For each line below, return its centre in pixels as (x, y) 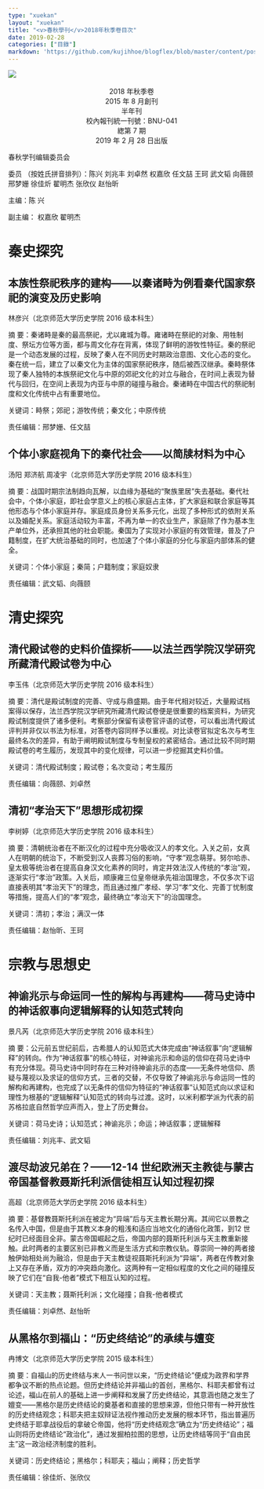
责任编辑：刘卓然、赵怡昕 (49, 1311)
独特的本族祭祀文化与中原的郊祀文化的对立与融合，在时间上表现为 (141, 374)
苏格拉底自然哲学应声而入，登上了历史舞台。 (80, 1107)
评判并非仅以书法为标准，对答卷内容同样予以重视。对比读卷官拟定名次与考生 (132, 730)
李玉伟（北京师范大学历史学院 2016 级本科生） (83, 684)
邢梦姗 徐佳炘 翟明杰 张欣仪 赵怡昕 (63, 184)
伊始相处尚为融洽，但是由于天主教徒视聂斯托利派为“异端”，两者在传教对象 (134, 1258)
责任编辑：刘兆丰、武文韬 (49, 1140)
